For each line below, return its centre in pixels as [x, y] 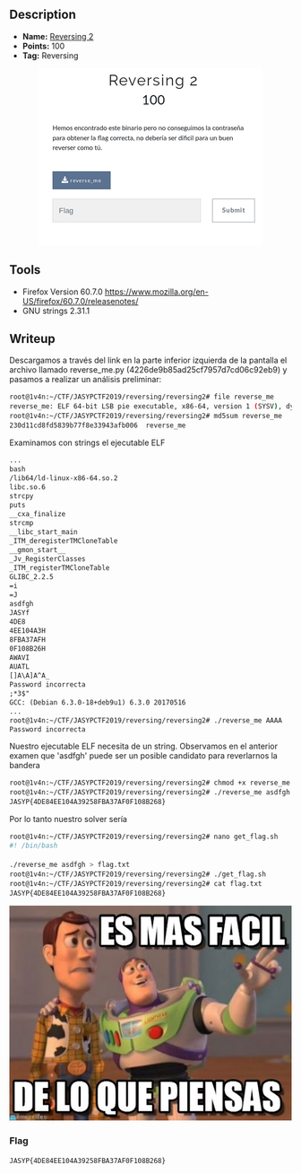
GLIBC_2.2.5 [31, 577]
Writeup [32, 339]
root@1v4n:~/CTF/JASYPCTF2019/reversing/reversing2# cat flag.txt [136, 883]
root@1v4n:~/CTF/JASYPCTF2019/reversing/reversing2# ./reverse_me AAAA [146, 720]
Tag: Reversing [50, 55]
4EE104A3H [28, 631]
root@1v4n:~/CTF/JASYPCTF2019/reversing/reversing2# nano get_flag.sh [144, 837]
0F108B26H [28, 648]
